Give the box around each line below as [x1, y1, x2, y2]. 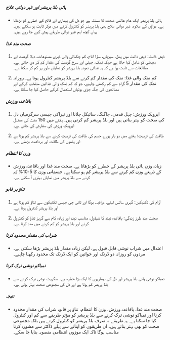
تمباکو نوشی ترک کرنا [6, 263, 46, 269]
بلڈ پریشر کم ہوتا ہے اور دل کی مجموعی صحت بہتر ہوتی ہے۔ [13, 281, 108, 287]
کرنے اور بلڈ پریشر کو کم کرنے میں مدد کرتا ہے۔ [13, 220, 89, 226]
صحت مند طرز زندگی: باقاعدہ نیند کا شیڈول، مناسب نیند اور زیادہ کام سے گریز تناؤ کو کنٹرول [13, 215, 158, 221]
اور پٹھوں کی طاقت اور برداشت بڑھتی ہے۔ [13, 138, 80, 144]
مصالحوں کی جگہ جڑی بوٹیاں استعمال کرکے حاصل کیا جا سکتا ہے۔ [13, 86, 119, 92]
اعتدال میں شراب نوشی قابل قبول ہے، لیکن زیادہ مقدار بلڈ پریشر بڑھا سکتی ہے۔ [13, 245, 163, 251]
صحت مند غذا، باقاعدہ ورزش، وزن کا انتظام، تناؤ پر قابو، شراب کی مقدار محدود [13, 306, 162, 312]
